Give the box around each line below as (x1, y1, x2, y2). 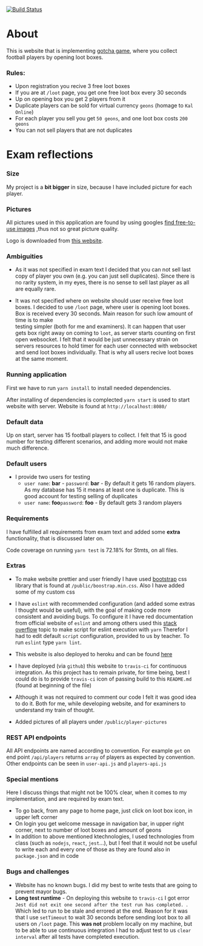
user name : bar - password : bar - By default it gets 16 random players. (24, 480, 196, 487)
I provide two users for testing (15, 473, 91, 481)
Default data (6, 417, 44, 426)
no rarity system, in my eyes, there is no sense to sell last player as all (15, 279, 190, 286)
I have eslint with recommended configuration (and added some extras (15, 600, 195, 607)
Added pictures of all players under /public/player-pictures (15, 718, 167, 725)
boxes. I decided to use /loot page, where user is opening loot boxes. (15, 304, 190, 311)
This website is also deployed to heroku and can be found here (15, 650, 173, 657)
